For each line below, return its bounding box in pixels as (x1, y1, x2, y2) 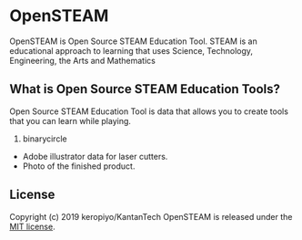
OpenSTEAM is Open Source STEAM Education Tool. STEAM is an (9, 36, 257, 47)
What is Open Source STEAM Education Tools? (9, 81, 280, 97)
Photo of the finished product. (22, 161, 136, 172)
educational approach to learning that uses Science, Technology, (9, 45, 253, 56)
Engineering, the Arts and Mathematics (9, 55, 156, 66)
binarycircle (22, 133, 67, 144)
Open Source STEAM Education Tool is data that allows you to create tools (9, 106, 289, 117)
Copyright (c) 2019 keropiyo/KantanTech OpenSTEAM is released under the (9, 211, 293, 222)
